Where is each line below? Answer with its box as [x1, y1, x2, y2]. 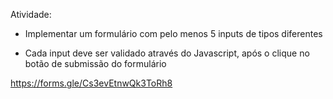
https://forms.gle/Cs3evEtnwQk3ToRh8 [10, 77, 173, 89]
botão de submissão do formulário [24, 58, 167, 69]
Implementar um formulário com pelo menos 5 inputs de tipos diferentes [24, 28, 323, 39]
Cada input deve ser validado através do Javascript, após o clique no [24, 47, 310, 59]
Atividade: [10, 9, 52, 20]
